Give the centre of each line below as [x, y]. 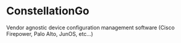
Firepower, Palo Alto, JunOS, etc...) [50, 33]
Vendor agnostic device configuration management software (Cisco [91, 27]
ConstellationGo [48, 11]
